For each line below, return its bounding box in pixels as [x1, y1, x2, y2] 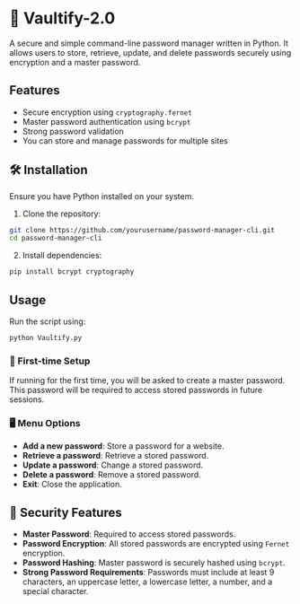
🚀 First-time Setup [9, 355, 91, 367]
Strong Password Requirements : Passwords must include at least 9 [22, 567, 275, 578]
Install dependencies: [22, 250, 102, 261]
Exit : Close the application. [22, 479, 123, 490]
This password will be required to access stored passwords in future [9, 385, 263, 396]
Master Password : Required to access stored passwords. [22, 529, 236, 539]
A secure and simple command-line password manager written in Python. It [9, 38, 289, 48]
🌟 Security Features [9, 504, 123, 520]
